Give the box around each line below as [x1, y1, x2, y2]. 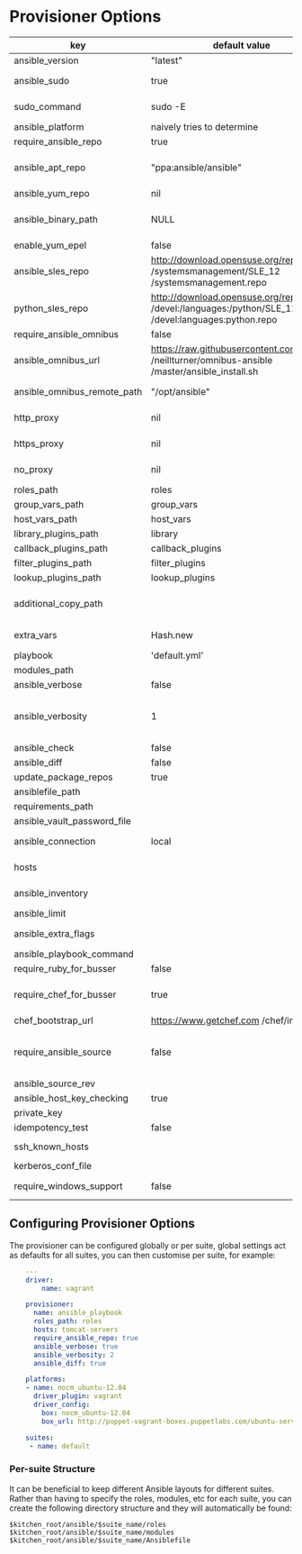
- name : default [29, 1441, 91, 1450]
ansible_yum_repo [13, 187, 90, 199]
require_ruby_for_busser [13, 962, 117, 974]
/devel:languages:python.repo [151, 313, 278, 325]
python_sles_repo [13, 302, 89, 315]
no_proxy [13, 462, 54, 475]
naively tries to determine [151, 120, 259, 133]
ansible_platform [13, 120, 84, 133]
